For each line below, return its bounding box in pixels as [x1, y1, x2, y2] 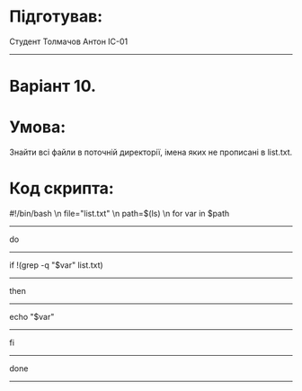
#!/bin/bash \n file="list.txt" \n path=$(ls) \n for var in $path [9, 209, 230, 218]
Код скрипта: [9, 178, 114, 199]
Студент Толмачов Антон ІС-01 [9, 36, 129, 47]
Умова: [9, 117, 67, 138]
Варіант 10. [9, 76, 97, 96]
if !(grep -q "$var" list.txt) [9, 260, 103, 271]
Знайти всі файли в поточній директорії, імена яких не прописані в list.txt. [9, 147, 293, 158]
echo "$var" [9, 312, 55, 322]
